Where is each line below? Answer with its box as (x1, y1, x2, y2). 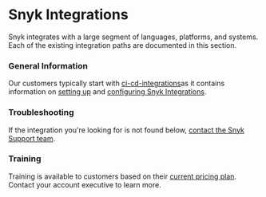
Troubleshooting (8, 107, 74, 118)
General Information (8, 60, 89, 71)
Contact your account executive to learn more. (8, 179, 161, 189)
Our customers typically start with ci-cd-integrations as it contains (8, 78, 225, 89)
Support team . (8, 133, 56, 143)
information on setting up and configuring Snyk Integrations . (8, 87, 207, 97)
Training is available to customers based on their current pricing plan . (8, 171, 237, 181)
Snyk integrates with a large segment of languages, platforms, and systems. (8, 32, 259, 41)
